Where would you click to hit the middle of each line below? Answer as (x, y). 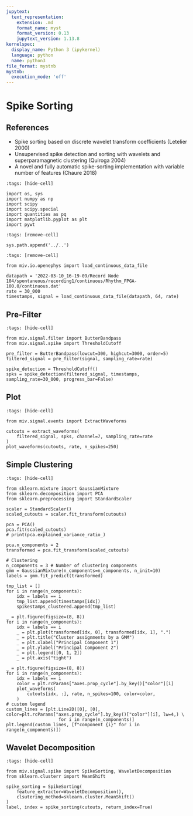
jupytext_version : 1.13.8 (48, 39)
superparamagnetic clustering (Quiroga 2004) (70, 160)
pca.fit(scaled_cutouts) (36, 529)
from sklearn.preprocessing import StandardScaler (69, 499)
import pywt (20, 225)
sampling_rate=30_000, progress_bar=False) (60, 379)
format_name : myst (39, 28)
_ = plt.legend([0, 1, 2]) (49, 653)
